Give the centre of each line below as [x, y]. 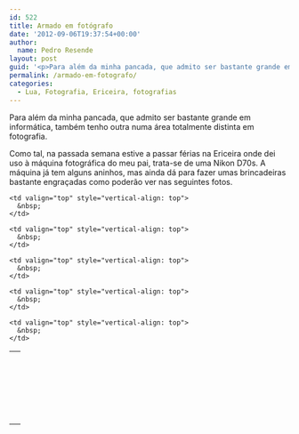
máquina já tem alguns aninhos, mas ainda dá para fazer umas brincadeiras [148, 172]
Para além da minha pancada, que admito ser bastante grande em [130, 117]
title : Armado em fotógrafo [61, 26]
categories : [31, 84]
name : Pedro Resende [55, 51]
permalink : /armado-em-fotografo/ [73, 76]
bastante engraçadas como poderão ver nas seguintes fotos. [121, 181]
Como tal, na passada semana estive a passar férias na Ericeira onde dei [142, 153]
